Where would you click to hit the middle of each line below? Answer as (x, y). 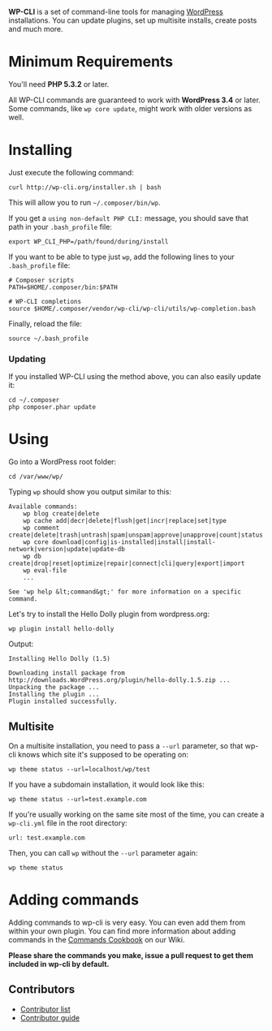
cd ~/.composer (34, 400)
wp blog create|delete (61, 514)
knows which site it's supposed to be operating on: (103, 754)
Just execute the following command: (71, 172)
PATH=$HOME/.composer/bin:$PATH (63, 287)
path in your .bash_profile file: (60, 226)
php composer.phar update (52, 408)
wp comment (41, 528)
